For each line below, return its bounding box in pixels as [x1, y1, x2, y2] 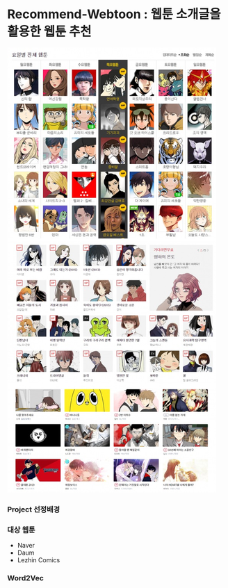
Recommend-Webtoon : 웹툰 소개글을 [7, 6, 221, 22]
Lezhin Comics [17, 556, 60, 564]
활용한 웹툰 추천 [7, 24, 92, 40]
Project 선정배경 [7, 505, 60, 514]
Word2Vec [7, 573, 44, 583]
